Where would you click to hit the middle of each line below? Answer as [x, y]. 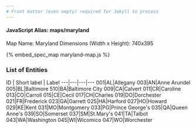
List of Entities [27, 70]
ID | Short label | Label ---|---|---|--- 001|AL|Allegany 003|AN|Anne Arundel [98, 83]
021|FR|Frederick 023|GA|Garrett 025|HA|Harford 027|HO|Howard [87, 101]
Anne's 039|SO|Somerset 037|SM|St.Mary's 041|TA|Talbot [77, 114]
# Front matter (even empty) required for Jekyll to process [82, 11]
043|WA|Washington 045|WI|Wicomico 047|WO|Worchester [79, 120]
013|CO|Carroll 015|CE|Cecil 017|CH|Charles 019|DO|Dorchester [84, 95]
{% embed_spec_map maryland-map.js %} [58, 55]
